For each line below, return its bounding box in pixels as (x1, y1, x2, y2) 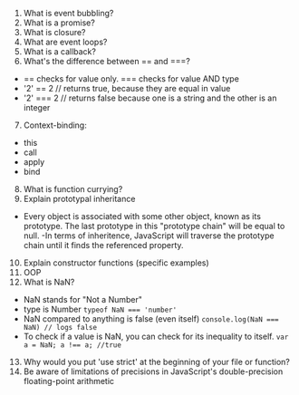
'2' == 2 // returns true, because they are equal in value (23, 83, 231, 93)
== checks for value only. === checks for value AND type (23, 73, 239, 84)
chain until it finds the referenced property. (23, 240, 184, 250)
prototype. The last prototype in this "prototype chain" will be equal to (23, 221, 285, 231)
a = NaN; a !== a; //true (23, 341, 121, 350)
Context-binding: (23, 120, 87, 130)
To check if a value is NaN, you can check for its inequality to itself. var (23, 331, 289, 342)
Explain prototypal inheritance (23, 194, 136, 204)
